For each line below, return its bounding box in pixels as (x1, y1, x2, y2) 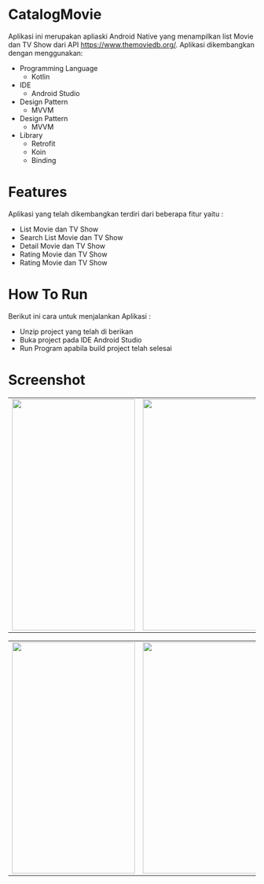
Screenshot (8, 372, 86, 389)
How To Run (8, 286, 88, 304)
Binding (31, 155, 57, 165)
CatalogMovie (8, 6, 102, 24)
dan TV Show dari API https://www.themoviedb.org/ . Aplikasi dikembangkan (8, 39, 255, 49)
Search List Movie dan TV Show (19, 232, 123, 242)
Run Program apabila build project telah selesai (19, 343, 173, 353)
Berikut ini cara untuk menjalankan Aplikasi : (8, 311, 152, 320)
